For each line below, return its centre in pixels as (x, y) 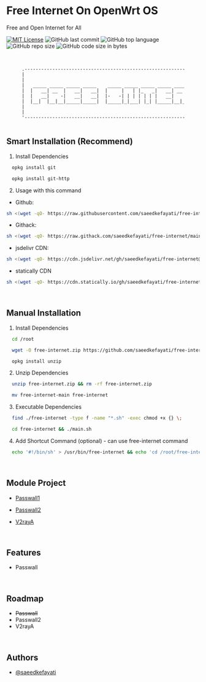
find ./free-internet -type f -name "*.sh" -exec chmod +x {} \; (97, 418)
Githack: (26, 225)
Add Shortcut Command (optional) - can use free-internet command (101, 441)
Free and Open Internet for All (44, 28)
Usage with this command (48, 190)
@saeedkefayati (36, 672)
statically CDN (33, 271)
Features (24, 553)
